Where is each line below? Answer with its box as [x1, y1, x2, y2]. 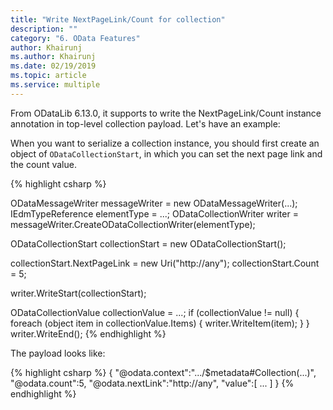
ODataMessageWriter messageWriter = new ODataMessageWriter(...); [10, 197, 298, 209]
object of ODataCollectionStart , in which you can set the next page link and [10, 147, 323, 160]
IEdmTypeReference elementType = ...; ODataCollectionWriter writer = [10, 207, 299, 220]
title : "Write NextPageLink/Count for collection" [10, 14, 226, 25]
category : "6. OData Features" [10, 33, 141, 43]
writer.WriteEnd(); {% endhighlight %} [10, 327, 167, 340]
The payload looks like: [10, 347, 106, 359]
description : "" [10, 24, 78, 34]
